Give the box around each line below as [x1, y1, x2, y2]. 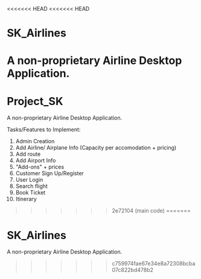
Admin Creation [15, 138, 55, 145]
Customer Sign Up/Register [15, 170, 84, 177]
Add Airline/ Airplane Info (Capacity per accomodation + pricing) [15, 144, 177, 152]
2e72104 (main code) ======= [112, 207, 191, 214]
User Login [15, 176, 43, 184]
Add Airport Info [15, 157, 56, 164]
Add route [15, 150, 41, 158]
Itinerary [15, 196, 37, 203]
